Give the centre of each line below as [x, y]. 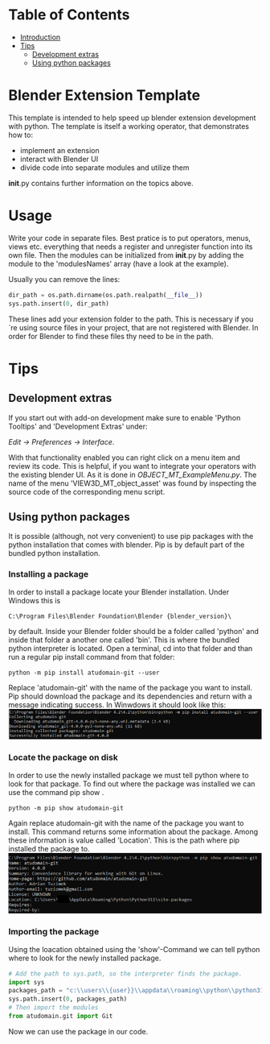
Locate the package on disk [63, 757]
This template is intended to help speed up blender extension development [132, 118]
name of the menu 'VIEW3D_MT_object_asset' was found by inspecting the [133, 483]
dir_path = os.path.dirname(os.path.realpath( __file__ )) [106, 295]
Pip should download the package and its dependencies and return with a [130, 696]
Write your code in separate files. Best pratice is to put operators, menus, [130, 238]
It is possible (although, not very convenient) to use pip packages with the [131, 536]
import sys [27, 982]
